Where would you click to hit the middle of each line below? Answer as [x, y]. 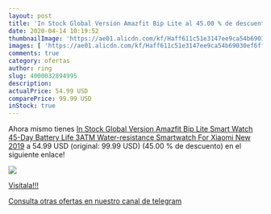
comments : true [34, 53]
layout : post [30, 16]
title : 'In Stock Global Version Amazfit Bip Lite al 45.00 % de [120, 23]
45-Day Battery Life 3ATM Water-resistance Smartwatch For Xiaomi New [130, 137]
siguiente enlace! [37, 155]
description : [30, 83]
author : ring [30, 69]
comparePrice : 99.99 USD [50, 99]
